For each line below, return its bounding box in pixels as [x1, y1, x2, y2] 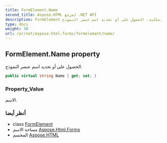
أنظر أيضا [5, 109, 26, 117]
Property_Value [5, 85, 44, 92]
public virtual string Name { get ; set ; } [5, 73, 97, 78]
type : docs [5, 21, 29, 27]
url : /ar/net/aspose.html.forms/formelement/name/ [5, 31, 115, 36]
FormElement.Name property [5, 50, 100, 59]
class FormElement [12, 121, 53, 127]
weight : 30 [5, 26, 29, 32]
